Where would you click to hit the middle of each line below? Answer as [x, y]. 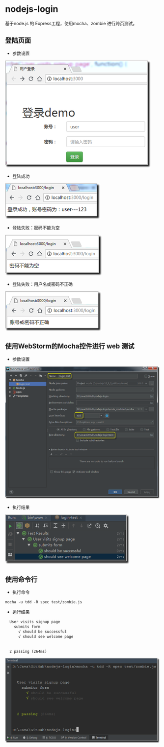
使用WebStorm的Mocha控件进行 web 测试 [70, 346]
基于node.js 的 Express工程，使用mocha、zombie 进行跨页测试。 [71, 23]
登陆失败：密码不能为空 [36, 228]
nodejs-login [32, 9]
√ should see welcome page [46, 637]
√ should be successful [42, 632]
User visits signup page [35, 622]
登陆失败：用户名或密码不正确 [42, 284]
